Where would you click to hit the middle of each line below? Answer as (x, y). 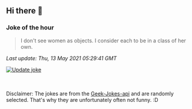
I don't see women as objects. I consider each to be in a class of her (103, 40)
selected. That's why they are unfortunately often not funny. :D (82, 100)
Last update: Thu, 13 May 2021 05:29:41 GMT (62, 58)
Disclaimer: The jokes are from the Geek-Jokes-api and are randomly (90, 93)
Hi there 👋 (24, 11)
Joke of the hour (30, 28)
